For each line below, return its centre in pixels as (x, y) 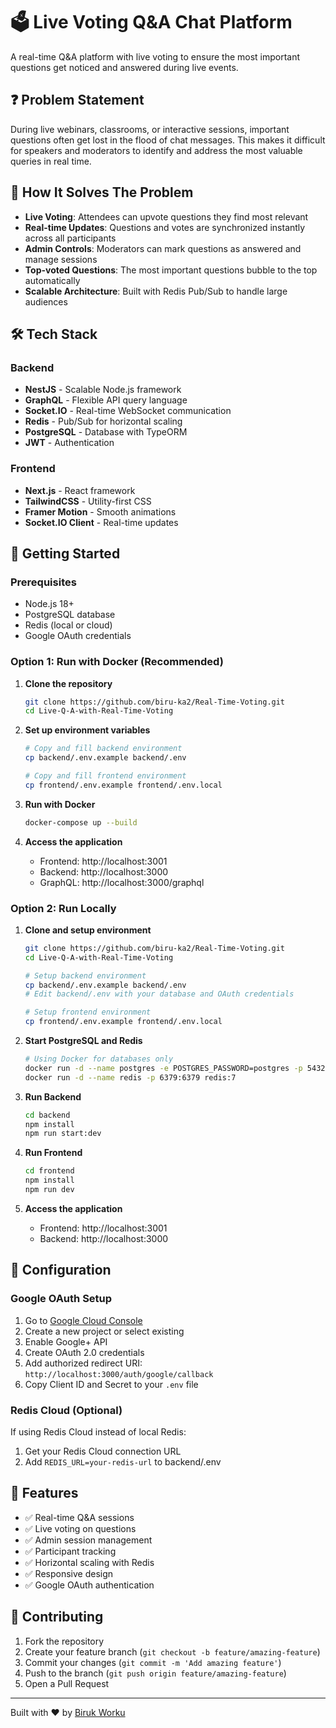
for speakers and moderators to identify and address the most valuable (156, 150)
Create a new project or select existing (104, 1331)
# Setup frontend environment (88, 1012)
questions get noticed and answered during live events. (124, 67)
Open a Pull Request (67, 1683)
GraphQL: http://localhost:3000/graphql (122, 882)
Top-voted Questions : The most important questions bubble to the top (171, 270)
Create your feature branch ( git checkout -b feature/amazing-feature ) (172, 1651)
